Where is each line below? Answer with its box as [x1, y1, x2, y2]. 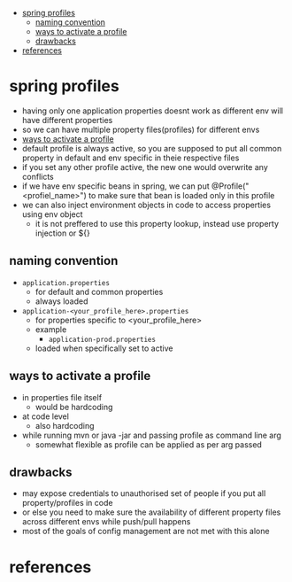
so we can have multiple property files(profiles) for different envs [21, 124, 260, 135]
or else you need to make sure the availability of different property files [21, 507, 281, 517]
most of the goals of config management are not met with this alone [21, 526, 270, 537]
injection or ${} [35, 228, 90, 238]
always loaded [35, 296, 88, 307]
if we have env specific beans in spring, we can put [21, 181, 210, 191]
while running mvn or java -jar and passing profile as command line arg [21, 430, 281, 440]
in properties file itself [21, 392, 103, 402]
